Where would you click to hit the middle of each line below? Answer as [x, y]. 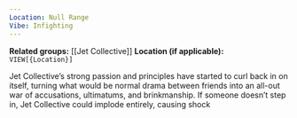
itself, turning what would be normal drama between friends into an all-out [145, 85]
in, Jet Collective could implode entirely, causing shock [110, 104]
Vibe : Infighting [41, 26]
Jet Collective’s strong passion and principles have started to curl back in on [148, 75]
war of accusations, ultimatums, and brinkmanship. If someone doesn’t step [148, 95]
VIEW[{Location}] [41, 59]
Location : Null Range [49, 17]
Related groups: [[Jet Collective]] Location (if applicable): [117, 51]
